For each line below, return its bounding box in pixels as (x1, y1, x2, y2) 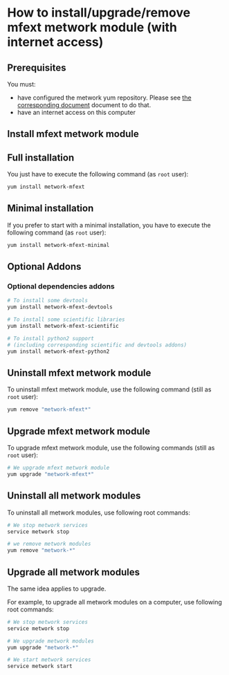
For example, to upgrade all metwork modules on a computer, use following (7, 598, 223, 606)
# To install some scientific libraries (7, 316, 126, 323)
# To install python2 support (7, 335, 95, 342)
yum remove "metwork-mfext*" (7, 406, 91, 413)
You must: (7, 80, 36, 88)
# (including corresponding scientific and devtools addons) (7, 341, 187, 349)
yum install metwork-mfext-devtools (7, 304, 113, 311)
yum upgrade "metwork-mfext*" (7, 470, 95, 478)
